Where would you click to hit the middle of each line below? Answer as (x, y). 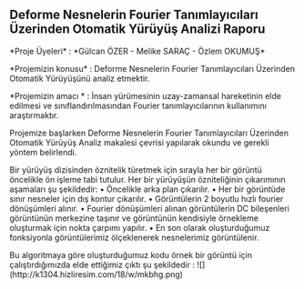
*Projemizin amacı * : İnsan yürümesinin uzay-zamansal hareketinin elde (146, 95)
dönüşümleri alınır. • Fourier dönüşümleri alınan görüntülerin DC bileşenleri (149, 208)
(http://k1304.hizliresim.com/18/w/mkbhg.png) (96, 274)
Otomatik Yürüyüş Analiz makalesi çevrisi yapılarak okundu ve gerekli (140, 142)
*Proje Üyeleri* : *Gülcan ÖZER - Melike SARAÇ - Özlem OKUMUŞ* (137, 51)
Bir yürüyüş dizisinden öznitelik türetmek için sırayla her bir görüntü (136, 169)
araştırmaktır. (34, 115)
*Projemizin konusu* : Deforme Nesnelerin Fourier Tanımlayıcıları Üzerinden (152, 68)
